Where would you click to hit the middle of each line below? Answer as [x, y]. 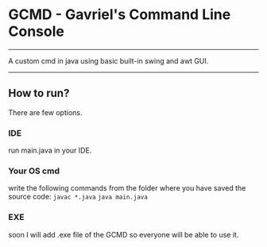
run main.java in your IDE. [50, 151]
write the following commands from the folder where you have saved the [127, 188]
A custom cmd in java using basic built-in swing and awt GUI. [108, 60]
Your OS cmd [34, 171]
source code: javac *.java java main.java [78, 197]
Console [37, 31]
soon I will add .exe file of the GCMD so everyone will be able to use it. [124, 234]
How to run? [39, 93]
